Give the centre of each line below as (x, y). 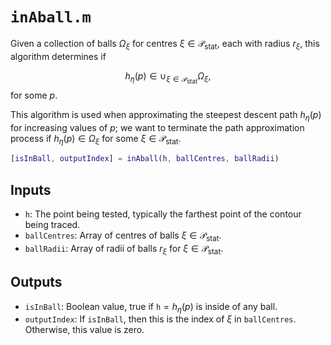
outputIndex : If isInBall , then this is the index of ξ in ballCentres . (160, 319)
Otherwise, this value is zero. (84, 330)
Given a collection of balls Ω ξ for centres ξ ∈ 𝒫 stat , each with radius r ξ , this (165, 44)
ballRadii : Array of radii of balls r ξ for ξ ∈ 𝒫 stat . (124, 249)
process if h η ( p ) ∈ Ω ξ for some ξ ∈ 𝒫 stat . (96, 139)
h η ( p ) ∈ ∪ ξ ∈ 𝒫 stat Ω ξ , (168, 77)
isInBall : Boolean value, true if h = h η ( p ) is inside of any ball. (151, 307)
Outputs (36, 282)
